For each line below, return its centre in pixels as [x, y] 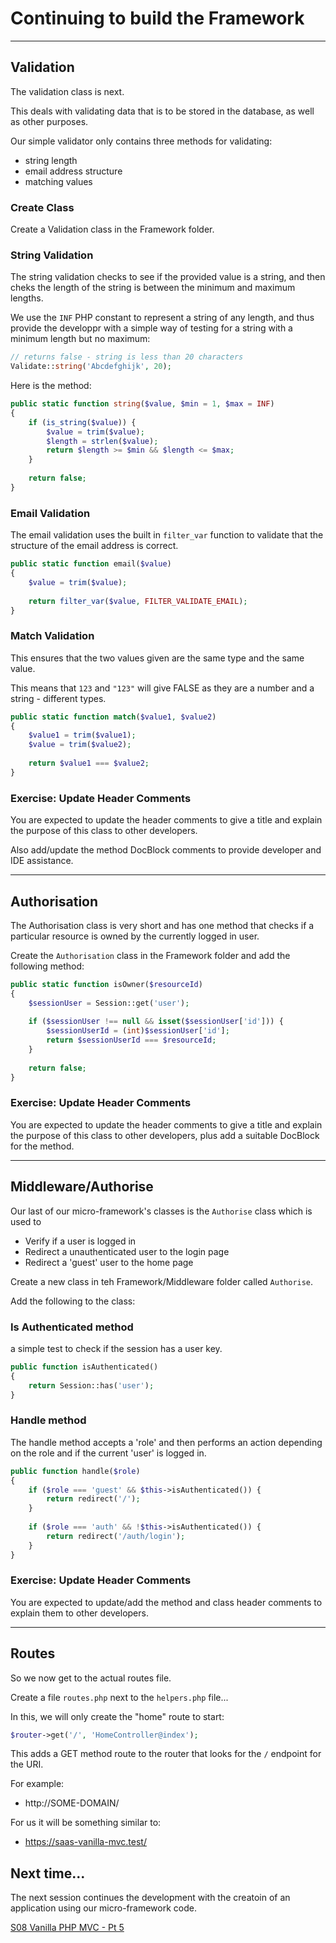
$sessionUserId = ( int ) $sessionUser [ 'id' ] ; [138, 1031]
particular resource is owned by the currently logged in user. [135, 936]
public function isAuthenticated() [84, 1367]
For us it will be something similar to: [86, 1823]
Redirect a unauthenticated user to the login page [127, 1251]
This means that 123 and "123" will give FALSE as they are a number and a [162, 688]
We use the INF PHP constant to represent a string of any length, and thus [162, 318]
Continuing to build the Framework [157, 18]
